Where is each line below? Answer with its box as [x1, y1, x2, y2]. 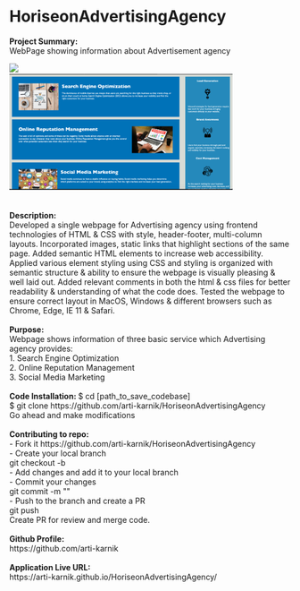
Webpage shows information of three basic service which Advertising [9, 333, 266, 344]
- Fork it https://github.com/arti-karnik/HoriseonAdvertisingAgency [9, 438, 256, 449]
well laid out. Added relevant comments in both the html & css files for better [9, 276, 291, 287]
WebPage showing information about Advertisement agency [9, 45, 231, 56]
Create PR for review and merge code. [9, 514, 150, 525]
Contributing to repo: [9, 428, 89, 440]
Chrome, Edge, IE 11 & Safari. [9, 304, 115, 315]
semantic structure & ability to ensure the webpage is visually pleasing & [9, 267, 276, 278]
